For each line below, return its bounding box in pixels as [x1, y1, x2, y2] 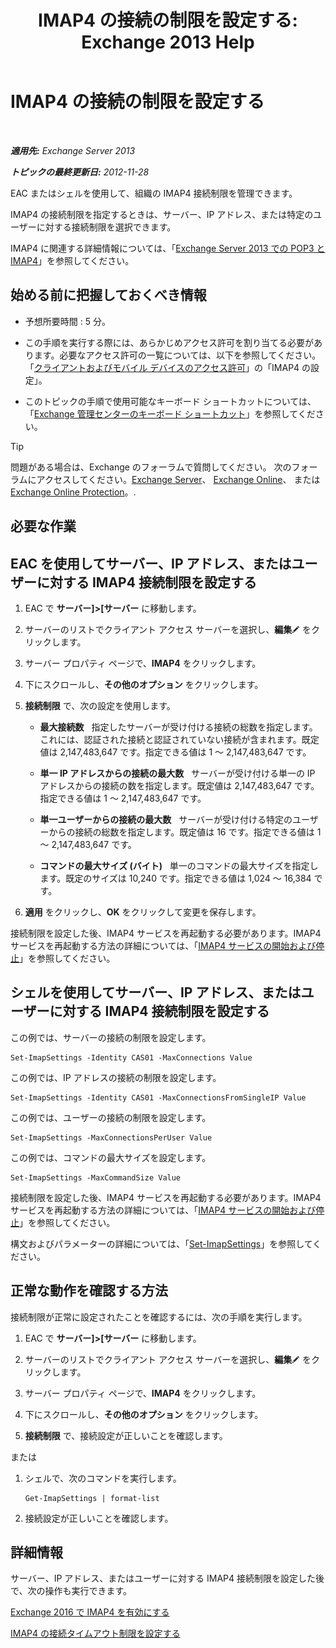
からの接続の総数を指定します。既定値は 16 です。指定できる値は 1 [48, 826, 322, 838]
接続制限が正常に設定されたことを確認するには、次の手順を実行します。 [10, 1311, 308, 1323]
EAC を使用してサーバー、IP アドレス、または [10, 555, 292, 572]
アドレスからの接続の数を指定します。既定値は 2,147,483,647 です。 [39, 779, 320, 791]
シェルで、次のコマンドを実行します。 [24, 1472, 182, 1484]
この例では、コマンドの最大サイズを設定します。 [10, 1151, 212, 1163]
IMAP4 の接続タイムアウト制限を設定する [10, 1627, 181, 1640]
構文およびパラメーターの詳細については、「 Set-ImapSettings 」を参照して [10, 1237, 313, 1250]
